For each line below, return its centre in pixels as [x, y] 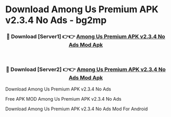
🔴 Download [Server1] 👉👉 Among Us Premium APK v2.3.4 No [86, 37]
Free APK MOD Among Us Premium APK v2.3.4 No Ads [63, 99]
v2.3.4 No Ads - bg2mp [56, 20]
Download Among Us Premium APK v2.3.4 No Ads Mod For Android [77, 109]
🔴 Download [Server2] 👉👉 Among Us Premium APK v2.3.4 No [86, 69]
